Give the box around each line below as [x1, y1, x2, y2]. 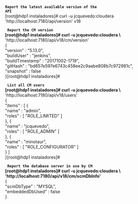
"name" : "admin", [5, 108, 41, 113]
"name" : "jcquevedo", [5, 123, 50, 129]
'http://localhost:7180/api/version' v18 [5, 19, 81, 24]
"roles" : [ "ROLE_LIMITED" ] [5, 113, 62, 119]
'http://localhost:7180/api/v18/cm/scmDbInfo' [5, 173, 101, 179]
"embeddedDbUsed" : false [5, 189, 60, 194]
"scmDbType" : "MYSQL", [5, 184, 57, 189]
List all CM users [7, 83, 45, 88]
